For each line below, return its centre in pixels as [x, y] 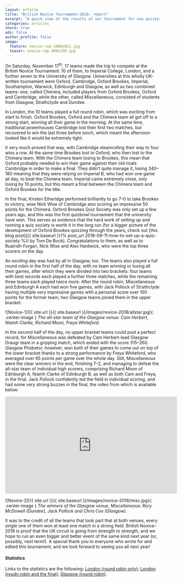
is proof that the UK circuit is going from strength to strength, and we [86, 531]
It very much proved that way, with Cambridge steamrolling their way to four [82, 148]
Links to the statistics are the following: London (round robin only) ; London [80, 569]
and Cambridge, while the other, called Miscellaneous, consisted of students [82, 97]
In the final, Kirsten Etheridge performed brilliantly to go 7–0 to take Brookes [82, 199]
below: [12, 390]
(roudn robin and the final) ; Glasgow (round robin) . [56, 574]
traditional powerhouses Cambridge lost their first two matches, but [74, 128]
